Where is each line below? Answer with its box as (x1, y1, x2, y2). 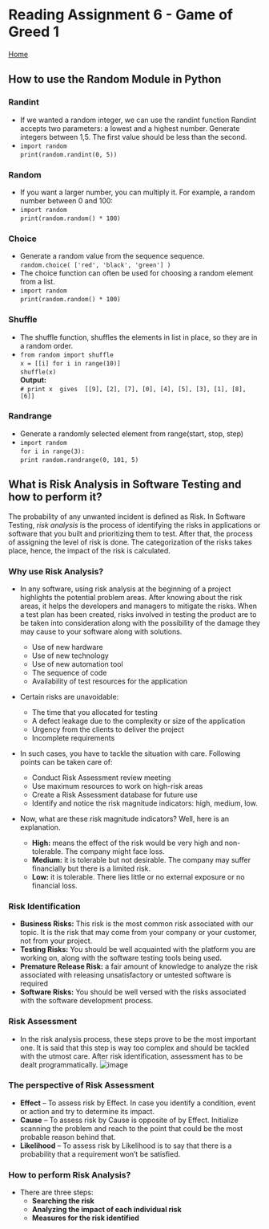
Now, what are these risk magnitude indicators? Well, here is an (19, 814, 230, 823)
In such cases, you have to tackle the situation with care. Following (19, 749, 241, 758)
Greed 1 (8, 22, 60, 41)
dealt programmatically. (19, 1060, 98, 1069)
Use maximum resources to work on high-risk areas (31, 781, 203, 790)
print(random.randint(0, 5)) (19, 150, 118, 158)
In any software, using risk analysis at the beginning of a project (19, 584, 231, 594)
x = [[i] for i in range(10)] (19, 359, 122, 367)
